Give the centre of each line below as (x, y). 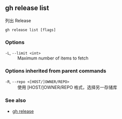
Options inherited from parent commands (56, 71)
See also (15, 100)
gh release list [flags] (30, 30)
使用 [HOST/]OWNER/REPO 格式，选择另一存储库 (67, 88)
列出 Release (18, 20)
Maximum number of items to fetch (53, 58)
